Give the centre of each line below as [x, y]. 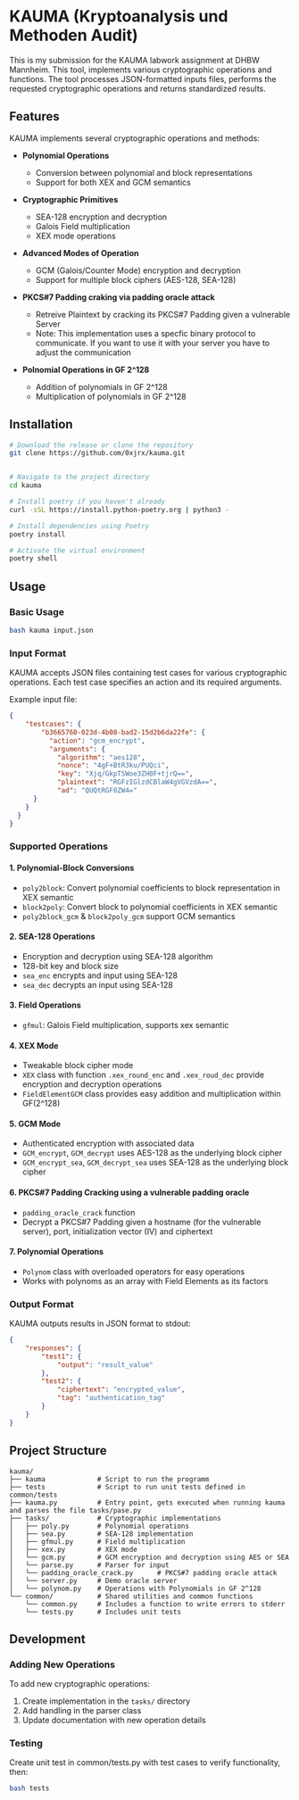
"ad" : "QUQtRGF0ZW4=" [97, 791]
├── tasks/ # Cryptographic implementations [115, 1518]
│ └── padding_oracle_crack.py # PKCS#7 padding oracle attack [143, 1572]
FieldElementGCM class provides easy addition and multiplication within [151, 1094]
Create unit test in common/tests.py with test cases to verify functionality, [145, 1763]
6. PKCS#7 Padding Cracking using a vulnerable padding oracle [129, 1192]
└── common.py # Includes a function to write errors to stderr [155, 1604]
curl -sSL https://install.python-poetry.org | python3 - [119, 510]
